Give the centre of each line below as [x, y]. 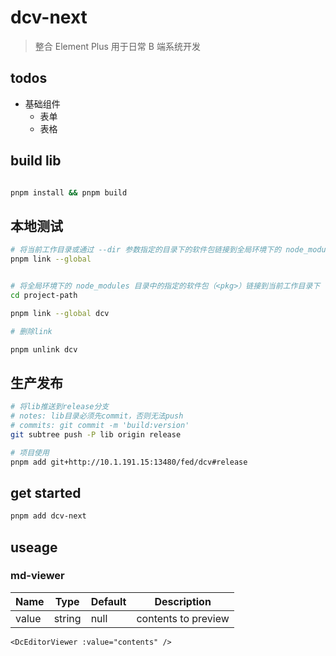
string [67, 618]
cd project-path [44, 295]
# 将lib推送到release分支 [60, 407]
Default [108, 601]
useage [34, 547]
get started [46, 492]
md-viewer [37, 576]
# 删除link [31, 331]
